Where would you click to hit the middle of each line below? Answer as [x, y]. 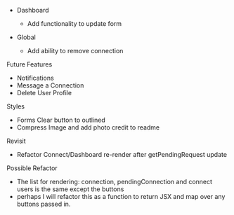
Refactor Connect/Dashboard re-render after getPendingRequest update [122, 154]
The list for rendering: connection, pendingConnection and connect [114, 182]
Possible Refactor [32, 168]
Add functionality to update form [74, 23]
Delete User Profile [44, 93]
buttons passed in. [44, 204]
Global [26, 37]
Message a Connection [50, 85]
